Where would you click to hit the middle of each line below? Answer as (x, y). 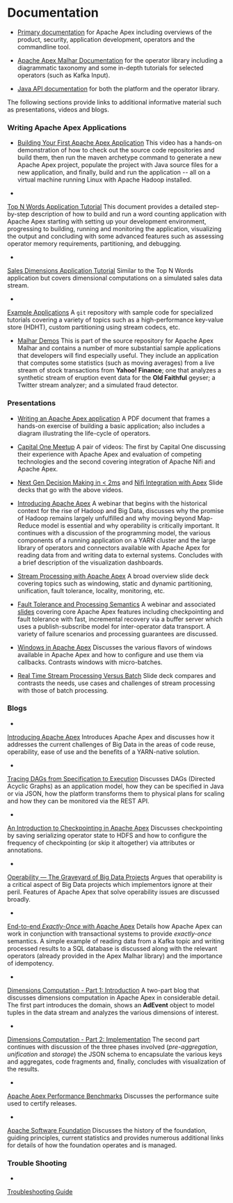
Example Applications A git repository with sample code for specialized (110, 313)
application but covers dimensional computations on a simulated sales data (115, 278)
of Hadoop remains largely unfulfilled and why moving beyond (106, 518)
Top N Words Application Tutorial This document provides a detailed (105, 207)
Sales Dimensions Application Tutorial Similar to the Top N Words (100, 271)
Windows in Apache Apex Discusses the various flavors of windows (114, 647)
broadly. (19, 899)
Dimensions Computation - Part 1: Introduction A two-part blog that (103, 990)
